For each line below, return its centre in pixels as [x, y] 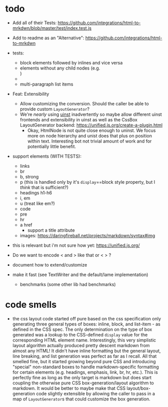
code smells [31, 305]
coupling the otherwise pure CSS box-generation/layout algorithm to [83, 383]
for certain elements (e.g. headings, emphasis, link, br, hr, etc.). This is [85, 372]
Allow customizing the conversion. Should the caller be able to [84, 103]
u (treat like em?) [37, 203]
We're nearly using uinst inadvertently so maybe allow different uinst [91, 114]
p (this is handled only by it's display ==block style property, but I [88, 182]
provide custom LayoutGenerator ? [55, 109]
